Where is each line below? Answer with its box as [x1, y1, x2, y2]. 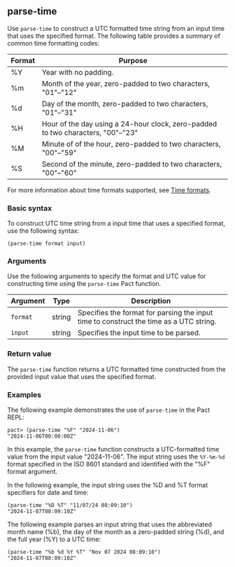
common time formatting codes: [7, 38, 100, 48]
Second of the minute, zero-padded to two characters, [41, 159, 222, 168]
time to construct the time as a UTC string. [78, 317, 217, 326]
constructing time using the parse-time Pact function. [7, 280, 162, 288]
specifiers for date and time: [7, 489, 89, 496]
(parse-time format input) [7, 241, 86, 247]
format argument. [7, 468, 58, 475]
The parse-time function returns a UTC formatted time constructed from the [7, 365, 226, 373]
